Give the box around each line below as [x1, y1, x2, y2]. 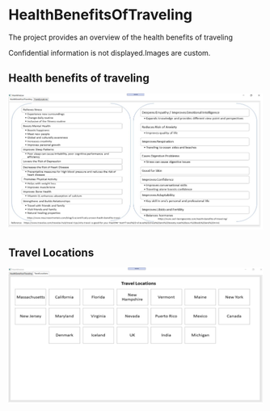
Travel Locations [8, 245, 95, 259]
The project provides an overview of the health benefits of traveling [8, 32, 233, 42]
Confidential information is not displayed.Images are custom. [8, 48, 211, 57]
